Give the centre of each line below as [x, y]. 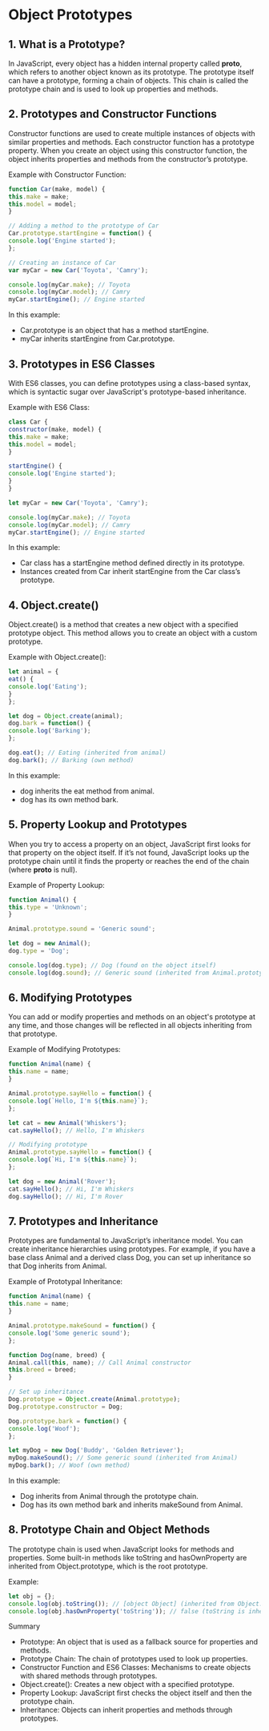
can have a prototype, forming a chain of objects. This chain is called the [128, 80]
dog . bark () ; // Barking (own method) [71, 760]
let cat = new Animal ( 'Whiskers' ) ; [68, 1123]
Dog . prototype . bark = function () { [68, 1421]
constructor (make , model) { [55, 429]
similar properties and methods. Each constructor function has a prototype [131, 142]
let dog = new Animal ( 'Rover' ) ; [62, 1181]
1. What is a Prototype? [67, 44]
